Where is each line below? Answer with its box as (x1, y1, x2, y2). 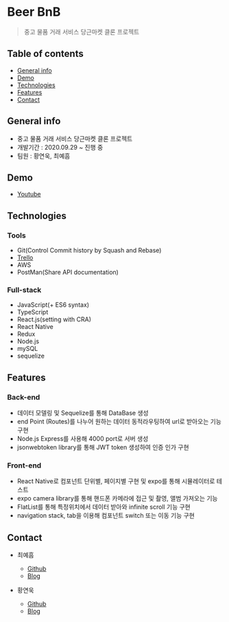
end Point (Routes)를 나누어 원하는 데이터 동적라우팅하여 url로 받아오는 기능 (16, 417, 221, 426)
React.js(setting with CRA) (16, 315, 91, 323)
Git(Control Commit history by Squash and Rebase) (16, 246, 162, 255)
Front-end (7, 461, 42, 470)
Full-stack (7, 285, 42, 295)
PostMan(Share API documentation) (16, 268, 119, 277)
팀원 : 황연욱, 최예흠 (16, 152, 71, 160)
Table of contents (7, 48, 84, 60)
